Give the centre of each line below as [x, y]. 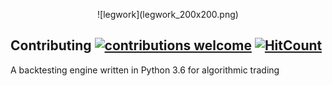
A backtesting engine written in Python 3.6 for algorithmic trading [145, 70]
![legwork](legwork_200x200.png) [168, 14]
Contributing [51, 45]
